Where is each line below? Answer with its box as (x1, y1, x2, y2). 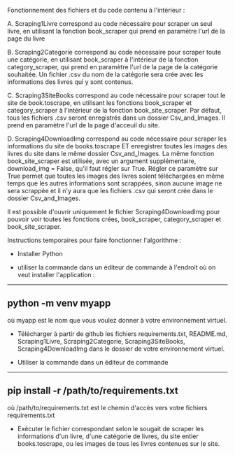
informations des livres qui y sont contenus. (7, 78, 134, 86)
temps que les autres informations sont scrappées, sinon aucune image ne (7, 179, 222, 188)
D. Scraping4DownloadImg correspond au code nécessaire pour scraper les (7, 134, 227, 143)
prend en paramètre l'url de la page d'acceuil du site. (7, 121, 160, 129)
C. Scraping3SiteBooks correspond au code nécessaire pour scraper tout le (7, 91, 226, 99)
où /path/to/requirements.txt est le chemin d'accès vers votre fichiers (7, 403, 208, 412)
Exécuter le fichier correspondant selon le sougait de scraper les (17, 424, 204, 433)
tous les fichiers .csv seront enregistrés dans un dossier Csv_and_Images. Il (7, 113, 225, 122)
